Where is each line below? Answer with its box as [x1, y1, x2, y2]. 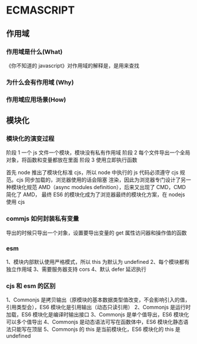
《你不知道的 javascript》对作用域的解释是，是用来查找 [6, 62, 139, 69]
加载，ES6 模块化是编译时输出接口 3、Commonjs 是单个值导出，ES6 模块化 [6, 311, 189, 318]
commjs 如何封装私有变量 [6, 214, 79, 223]
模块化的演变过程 [6, 135, 55, 143]
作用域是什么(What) [6, 48, 63, 56]
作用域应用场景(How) [6, 95, 66, 104]
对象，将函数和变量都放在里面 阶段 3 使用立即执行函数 [6, 157, 138, 164]
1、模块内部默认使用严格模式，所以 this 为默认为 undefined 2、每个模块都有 [6, 259, 190, 265]
